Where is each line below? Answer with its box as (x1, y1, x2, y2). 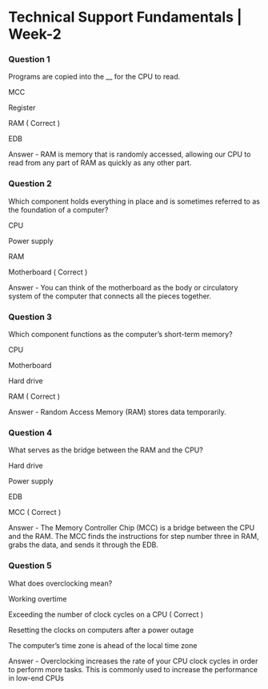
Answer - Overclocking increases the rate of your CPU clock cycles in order (8, 656, 258, 666)
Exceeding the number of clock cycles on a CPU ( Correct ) (8, 610, 204, 619)
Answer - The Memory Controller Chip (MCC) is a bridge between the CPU (8, 523, 255, 533)
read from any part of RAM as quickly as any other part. (8, 158, 192, 168)
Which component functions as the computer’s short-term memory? (8, 330, 234, 339)
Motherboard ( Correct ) (8, 267, 88, 277)
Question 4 (8, 428, 53, 438)
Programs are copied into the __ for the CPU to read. (8, 72, 181, 82)
